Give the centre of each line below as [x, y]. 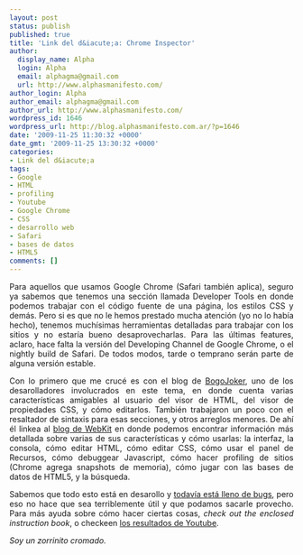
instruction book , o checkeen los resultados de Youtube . [114, 523]
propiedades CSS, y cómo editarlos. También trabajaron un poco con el [151, 410]
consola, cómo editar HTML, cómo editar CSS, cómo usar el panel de [151, 448]
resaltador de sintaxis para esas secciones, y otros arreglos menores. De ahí [152, 419]
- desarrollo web [42, 227]
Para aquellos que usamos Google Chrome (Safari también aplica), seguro [151, 287]
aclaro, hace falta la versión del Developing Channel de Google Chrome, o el [151, 344]
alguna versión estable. [53, 363]
